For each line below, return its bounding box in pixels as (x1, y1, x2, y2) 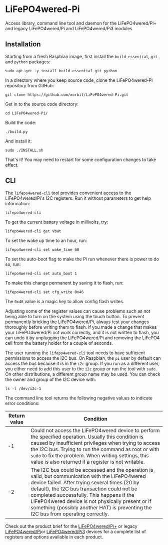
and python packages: (5, 59, 50, 65)
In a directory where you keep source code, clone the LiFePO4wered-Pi (5, 77, 153, 83)
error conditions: (5, 400, 39, 406)
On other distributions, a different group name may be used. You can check (5, 371, 160, 377)
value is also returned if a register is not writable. (30, 458, 145, 465)
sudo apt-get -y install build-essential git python (5, 68, 117, 73)
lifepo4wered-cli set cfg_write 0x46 (5, 290, 84, 295)
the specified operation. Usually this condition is (30, 433, 143, 440)
